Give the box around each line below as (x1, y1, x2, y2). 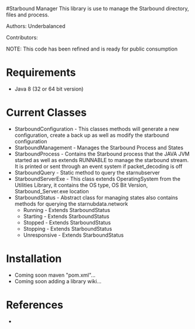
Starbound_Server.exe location (14, 187, 89, 194)
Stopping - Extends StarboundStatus (23, 225, 112, 232)
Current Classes (6, 106, 87, 119)
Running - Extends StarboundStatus (23, 206, 110, 213)
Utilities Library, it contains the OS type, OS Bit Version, (14, 182, 148, 189)
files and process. (6, 11, 50, 18)
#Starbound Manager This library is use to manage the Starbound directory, (6, 5, 189, 12)
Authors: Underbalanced (6, 23, 66, 29)
